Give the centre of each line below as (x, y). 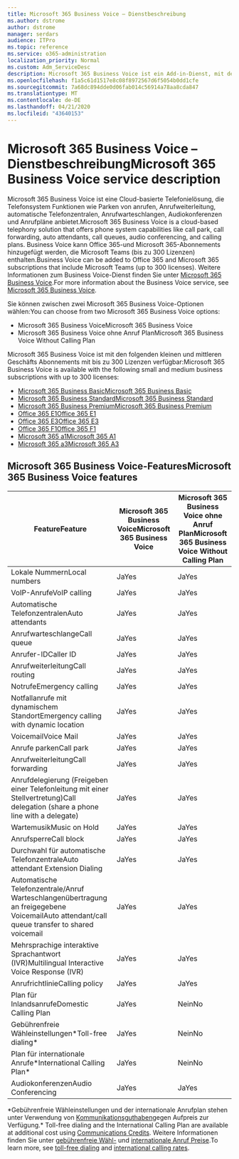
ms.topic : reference (38, 47)
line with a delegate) (45, 816)
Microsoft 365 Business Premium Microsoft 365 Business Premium (115, 406)
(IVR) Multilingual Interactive (58, 963)
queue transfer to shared (52, 924)
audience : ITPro (31, 41)
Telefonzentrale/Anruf (48, 889)
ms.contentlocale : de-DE (44, 101)
